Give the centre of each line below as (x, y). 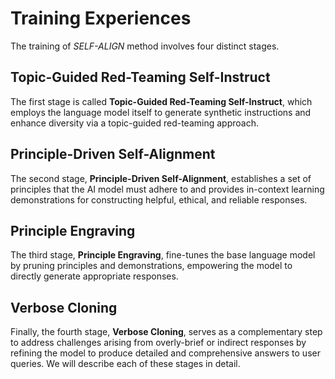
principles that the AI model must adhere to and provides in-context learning (167, 189)
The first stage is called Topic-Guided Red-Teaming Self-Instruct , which (161, 101)
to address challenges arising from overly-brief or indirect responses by (158, 343)
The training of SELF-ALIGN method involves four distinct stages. (145, 46)
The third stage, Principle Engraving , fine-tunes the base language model (163, 255)
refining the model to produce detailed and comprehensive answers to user (165, 353)
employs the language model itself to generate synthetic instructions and (161, 112)
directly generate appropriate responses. (94, 276)
